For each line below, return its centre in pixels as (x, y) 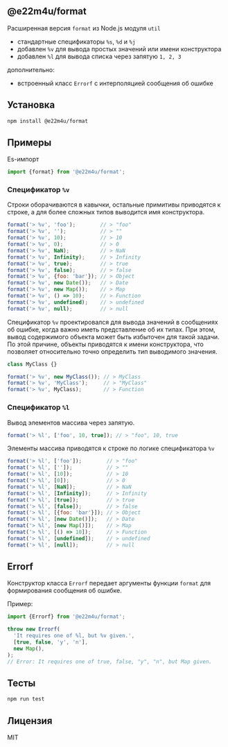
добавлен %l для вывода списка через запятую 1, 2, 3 (99, 56)
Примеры (29, 143)
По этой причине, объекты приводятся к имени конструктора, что (106, 344)
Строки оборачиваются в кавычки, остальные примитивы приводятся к (114, 205)
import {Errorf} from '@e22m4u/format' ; (67, 617)
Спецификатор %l (38, 407)
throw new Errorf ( (34, 629)
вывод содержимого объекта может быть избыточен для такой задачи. (113, 336)
